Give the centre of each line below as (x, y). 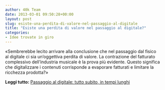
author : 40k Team (23, 10)
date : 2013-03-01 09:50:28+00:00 (39, 14)
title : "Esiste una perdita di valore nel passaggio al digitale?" (76, 28)
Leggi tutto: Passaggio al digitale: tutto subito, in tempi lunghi (67, 82)
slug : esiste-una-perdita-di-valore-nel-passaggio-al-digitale (71, 23)
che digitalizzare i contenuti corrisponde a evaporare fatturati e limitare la (80, 67)
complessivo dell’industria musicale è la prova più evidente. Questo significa (82, 62)
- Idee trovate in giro (30, 38)
